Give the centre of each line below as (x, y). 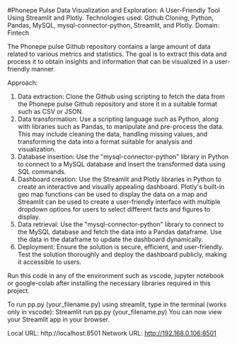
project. (19, 291)
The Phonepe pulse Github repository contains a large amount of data (109, 46)
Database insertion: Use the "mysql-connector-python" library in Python (123, 156)
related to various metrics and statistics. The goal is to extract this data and (117, 54)
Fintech (18, 33)
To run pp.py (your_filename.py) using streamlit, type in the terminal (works (117, 304)
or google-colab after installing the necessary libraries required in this (109, 283)
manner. (43, 69)
